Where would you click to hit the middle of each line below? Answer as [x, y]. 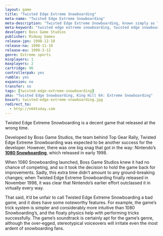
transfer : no [18, 86]
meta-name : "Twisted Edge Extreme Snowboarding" [55, 18]
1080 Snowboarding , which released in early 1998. [56, 152]
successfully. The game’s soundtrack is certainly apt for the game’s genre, [79, 218]
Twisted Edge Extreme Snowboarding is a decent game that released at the [80, 122]
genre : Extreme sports [28, 55]
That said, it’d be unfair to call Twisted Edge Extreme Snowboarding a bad [79, 197]
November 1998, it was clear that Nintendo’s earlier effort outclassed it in [78, 183]
